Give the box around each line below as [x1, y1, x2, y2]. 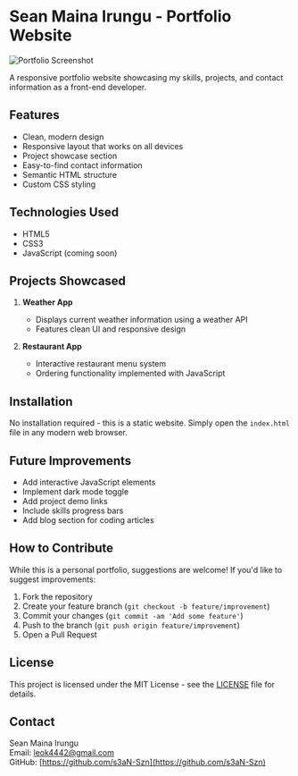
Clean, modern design [21, 131, 104, 142]
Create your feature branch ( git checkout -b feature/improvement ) [21, 601, 270, 612]
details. [9, 688, 37, 699]
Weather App [21, 297, 73, 308]
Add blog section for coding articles [21, 515, 154, 525]
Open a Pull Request [21, 628, 98, 640]
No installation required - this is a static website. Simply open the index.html [9, 418, 290, 428]
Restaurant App [21, 342, 82, 352]
